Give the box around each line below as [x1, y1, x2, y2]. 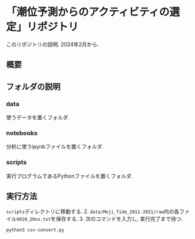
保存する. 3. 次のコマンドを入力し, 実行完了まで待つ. [55, 215, 183, 222]
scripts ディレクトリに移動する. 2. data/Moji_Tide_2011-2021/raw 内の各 [6, 208, 180, 215]
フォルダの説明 [6, 81, 61, 91]
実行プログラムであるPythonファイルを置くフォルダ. [6, 172, 134, 179]
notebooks [6, 129, 38, 137]
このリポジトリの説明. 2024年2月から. [6, 41, 99, 48]
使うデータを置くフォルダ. [6, 114, 70, 121]
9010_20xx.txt [16, 217, 51, 222]
